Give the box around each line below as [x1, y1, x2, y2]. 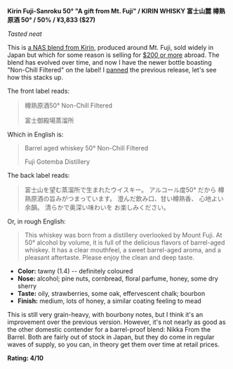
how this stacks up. [7, 73, 64, 82]
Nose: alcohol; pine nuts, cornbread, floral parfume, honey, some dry [17, 274, 219, 283]
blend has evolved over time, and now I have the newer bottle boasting [7, 58, 212, 66]
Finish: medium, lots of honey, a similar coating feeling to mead [17, 297, 201, 305]
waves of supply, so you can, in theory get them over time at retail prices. [7, 340, 220, 349]
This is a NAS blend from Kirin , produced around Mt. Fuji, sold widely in [7, 44, 214, 51]
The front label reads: [7, 87, 70, 95]
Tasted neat [7, 30, 42, 38]
